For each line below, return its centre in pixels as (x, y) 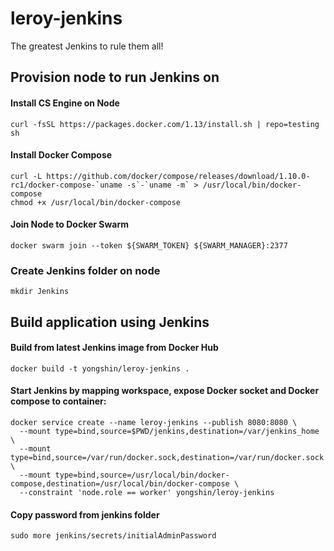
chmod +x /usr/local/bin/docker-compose (96, 202)
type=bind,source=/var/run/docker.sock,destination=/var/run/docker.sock (167, 458)
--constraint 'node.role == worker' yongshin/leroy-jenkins (147, 493)
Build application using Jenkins (110, 322)
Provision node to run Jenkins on (115, 77)
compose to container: (58, 401)
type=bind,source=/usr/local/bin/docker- (142, 475)
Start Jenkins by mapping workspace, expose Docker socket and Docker (165, 391)
